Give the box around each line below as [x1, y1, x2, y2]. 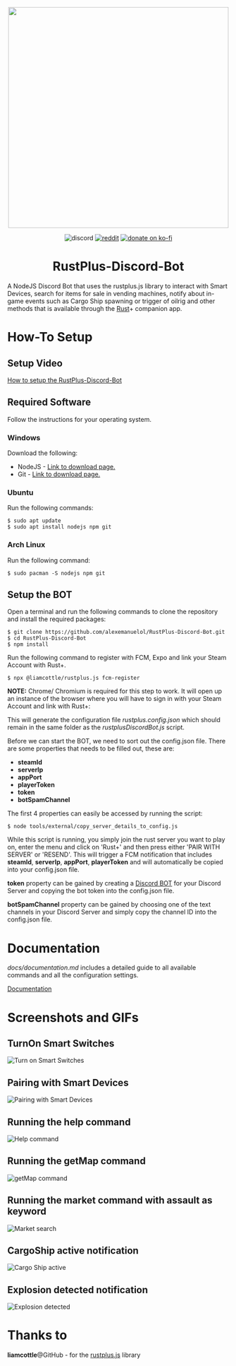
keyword [7, 1206, 47, 1218]
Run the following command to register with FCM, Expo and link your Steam [7, 654, 227, 662]
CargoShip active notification [7, 1244, 139, 1257]
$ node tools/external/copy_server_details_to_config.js [7, 823, 178, 830]
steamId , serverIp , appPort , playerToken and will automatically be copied [7, 858, 223, 866]
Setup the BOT [7, 589, 73, 601]
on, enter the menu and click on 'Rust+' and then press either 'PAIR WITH [7, 843, 221, 852]
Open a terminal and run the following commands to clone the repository [7, 608, 218, 616]
